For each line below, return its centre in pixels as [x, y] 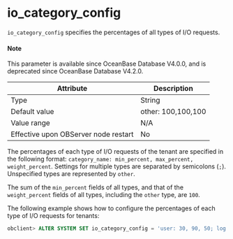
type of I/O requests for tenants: [53, 216]
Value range [30, 123]
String [150, 101]
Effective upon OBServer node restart [72, 134]
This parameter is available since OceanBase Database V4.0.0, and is [107, 64]
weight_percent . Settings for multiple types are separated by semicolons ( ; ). [117, 166]
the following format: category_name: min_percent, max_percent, [100, 159]
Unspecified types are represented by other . [72, 174]
